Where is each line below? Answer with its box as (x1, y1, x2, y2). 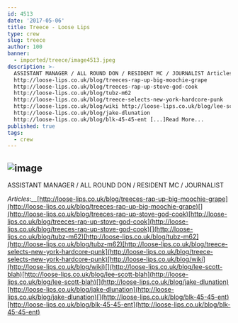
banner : (7, 50, 30, 58)
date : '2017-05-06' (7, 17, 65, 24)
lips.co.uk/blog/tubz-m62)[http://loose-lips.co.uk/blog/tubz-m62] (7, 232, 199, 241)
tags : (7, 129, 23, 136)
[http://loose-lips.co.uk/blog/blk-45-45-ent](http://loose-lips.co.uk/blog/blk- (7, 300, 231, 309)
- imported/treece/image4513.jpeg (13, 57, 115, 64)
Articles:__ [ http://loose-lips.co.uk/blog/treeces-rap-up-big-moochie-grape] (7, 195, 228, 203)
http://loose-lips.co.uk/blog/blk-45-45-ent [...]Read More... (13, 116, 204, 123)
